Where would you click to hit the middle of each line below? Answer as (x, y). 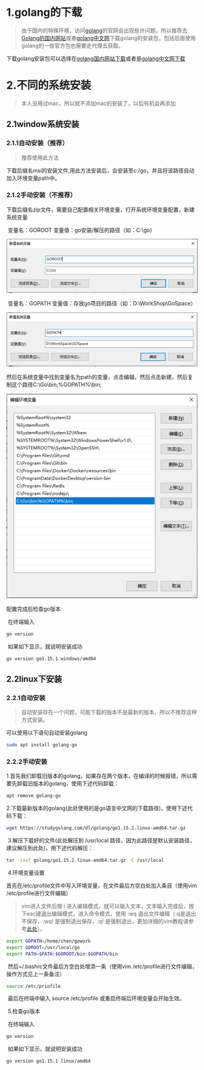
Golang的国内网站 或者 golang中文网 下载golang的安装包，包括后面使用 (108, 38)
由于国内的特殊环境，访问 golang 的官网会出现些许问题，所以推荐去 (104, 30)
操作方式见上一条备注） (36, 974)
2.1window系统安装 (43, 124)
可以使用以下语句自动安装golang (47, 733)
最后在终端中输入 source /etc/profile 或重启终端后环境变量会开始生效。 (96, 998)
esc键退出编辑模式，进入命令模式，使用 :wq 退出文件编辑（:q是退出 (111, 913)
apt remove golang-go (34, 796)
